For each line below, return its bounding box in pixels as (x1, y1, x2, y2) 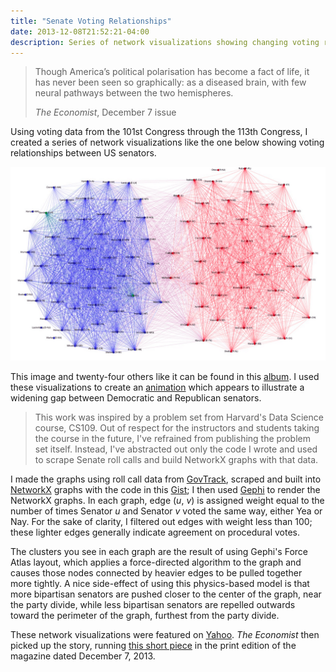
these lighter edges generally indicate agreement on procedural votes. (10, 526, 301, 538)
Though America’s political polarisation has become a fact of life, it (34, 66, 310, 78)
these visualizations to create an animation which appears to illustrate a (10, 381, 305, 393)
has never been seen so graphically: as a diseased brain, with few (34, 76, 307, 89)
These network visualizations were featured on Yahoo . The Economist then (10, 628, 320, 640)
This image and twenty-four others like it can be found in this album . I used (10, 370, 320, 382)
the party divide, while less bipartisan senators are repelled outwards (10, 598, 296, 610)
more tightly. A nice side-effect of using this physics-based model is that (10, 577, 310, 589)
